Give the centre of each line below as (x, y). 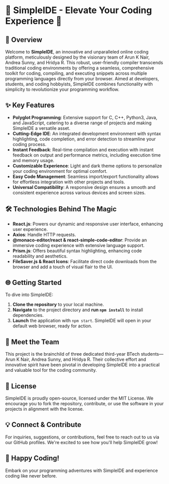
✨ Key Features (30, 105)
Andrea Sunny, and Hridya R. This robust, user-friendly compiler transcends (84, 62)
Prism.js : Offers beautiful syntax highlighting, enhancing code (77, 251)
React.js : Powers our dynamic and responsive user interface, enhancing (88, 224)
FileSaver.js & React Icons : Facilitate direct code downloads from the (84, 261)
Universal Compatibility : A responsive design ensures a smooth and (84, 187)
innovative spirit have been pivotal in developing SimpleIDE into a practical (82, 365)
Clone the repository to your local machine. (58, 305)
